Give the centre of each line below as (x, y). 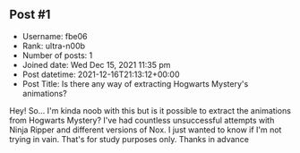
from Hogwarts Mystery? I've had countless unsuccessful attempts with (142, 120)
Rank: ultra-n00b (54, 46)
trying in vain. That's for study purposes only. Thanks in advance (129, 139)
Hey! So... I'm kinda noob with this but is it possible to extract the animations (150, 110)
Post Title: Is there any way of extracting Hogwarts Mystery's (135, 83)
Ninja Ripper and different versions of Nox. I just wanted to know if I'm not (146, 130)
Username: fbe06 (55, 36)
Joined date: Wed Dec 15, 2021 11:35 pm (96, 64)
